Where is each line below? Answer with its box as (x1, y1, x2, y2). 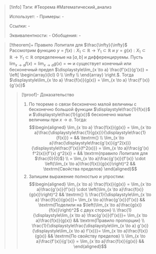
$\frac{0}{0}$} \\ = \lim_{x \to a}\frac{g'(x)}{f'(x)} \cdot (34, 156, 146, 162)
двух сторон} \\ (84, 207, 116, 213)
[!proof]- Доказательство (21, 92, 74, 98)
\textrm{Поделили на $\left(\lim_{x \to (38, 202, 115, 208)
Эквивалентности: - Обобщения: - (9, 33, 81, 38)
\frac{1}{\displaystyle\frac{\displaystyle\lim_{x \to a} (31, 223, 136, 229)
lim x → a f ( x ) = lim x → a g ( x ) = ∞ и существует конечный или (9, 61, 132, 67)
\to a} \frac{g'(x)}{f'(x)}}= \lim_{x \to (74, 212, 148, 218)
